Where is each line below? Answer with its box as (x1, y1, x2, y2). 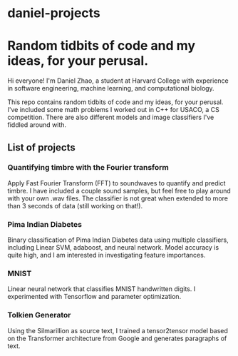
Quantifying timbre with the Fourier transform (7, 163, 169, 173)
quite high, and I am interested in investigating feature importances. (7, 251, 206, 260)
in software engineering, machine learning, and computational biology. (7, 84, 215, 93)
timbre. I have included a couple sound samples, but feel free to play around (7, 186, 232, 195)
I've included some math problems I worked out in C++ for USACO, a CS (7, 106, 219, 114)
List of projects (7, 141, 76, 153)
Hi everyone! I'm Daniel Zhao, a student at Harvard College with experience (7, 76, 229, 85)
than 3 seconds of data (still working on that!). (7, 201, 143, 210)
